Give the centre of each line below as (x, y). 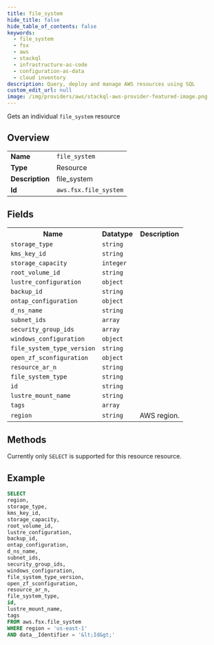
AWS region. (160, 415)
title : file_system (35, 13)
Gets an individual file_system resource (64, 116)
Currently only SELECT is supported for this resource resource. (95, 456)
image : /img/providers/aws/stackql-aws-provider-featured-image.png (107, 97)
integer (115, 263)
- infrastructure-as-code (51, 65)
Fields (21, 214)
